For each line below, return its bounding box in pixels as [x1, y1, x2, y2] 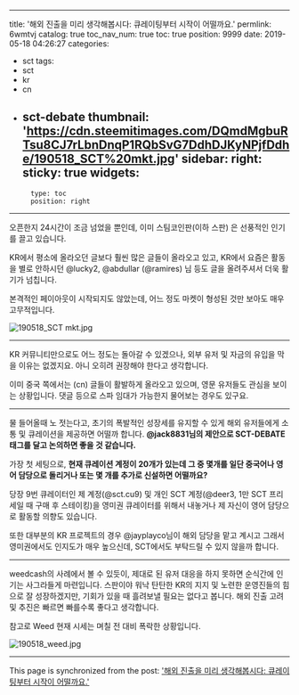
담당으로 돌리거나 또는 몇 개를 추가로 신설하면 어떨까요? [18, 470, 208, 480]
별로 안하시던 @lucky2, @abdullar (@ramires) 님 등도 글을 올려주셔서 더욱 [18, 263, 280, 274]
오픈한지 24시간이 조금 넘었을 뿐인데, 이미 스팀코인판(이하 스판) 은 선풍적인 [9, 222, 270, 233]
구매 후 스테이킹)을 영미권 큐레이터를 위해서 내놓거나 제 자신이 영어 [35, 500, 266, 511]
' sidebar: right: [174, 151, 263, 167]
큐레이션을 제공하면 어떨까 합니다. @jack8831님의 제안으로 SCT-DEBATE [28, 429, 286, 439]
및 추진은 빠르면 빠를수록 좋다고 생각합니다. [9, 601, 159, 612]
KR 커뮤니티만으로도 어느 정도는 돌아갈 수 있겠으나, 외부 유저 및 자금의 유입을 [9, 348, 276, 359]
